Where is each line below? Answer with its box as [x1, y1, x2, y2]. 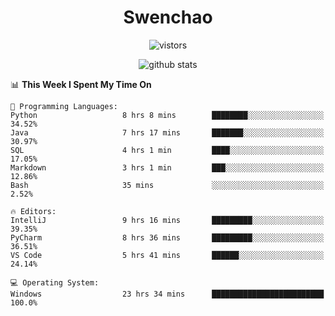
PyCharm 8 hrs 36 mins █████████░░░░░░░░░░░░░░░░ [10, 232, 325, 243]
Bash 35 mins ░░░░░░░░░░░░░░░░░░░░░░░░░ [10, 180, 325, 190]
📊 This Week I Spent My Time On [10, 78, 152, 90]
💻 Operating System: [10, 277, 100, 288]
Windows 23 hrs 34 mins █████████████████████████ [10, 289, 325, 299]
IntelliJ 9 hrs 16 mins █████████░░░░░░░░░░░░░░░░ [10, 215, 325, 225]
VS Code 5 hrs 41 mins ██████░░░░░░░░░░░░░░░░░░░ [10, 250, 325, 260]
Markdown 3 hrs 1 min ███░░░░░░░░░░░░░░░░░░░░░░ [10, 162, 325, 173]
